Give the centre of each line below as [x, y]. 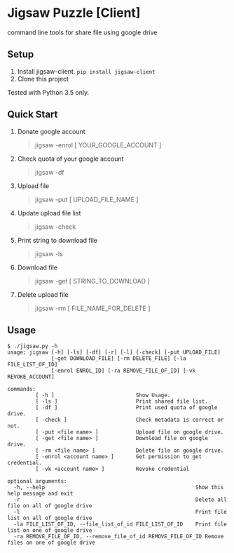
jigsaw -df [49, 172]
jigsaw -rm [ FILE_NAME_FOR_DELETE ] [92, 308]
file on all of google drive [50, 506]
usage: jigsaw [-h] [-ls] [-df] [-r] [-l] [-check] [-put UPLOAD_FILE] [114, 352]
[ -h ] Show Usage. [103, 395]
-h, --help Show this [119, 488]
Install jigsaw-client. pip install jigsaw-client [86, 71]
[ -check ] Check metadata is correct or [130, 420]
